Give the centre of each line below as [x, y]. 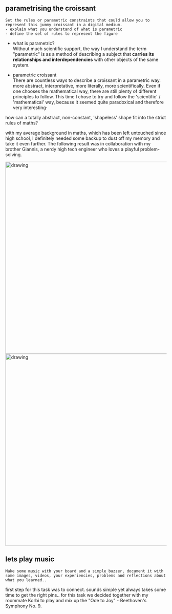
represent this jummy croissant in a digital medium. [64, 25]
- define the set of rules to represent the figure [61, 34]
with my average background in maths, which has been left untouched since [86, 133]
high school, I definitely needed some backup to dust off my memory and [83, 138]
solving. [14, 154]
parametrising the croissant [51, 8]
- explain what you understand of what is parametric [64, 29]
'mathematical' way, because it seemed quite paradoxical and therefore [88, 102]
